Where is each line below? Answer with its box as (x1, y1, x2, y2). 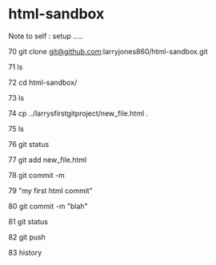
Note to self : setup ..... (8, 31, 84, 41)
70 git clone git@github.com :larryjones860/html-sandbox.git (8, 46, 208, 56)
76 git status (8, 139, 50, 148)
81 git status (8, 216, 48, 226)
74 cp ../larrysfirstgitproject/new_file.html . (8, 109, 149, 118)
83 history (8, 247, 42, 257)
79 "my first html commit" (8, 185, 94, 196)
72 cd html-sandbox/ (8, 77, 78, 87)
